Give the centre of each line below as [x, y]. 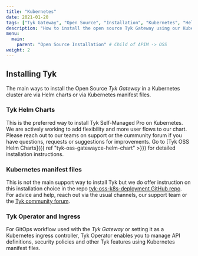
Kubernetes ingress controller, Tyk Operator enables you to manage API [93, 236]
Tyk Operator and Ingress [43, 216]
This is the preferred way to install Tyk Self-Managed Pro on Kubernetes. [95, 122]
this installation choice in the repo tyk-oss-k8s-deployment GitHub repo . [94, 189]
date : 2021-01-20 [27, 17]
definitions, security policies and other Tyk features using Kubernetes [90, 242]
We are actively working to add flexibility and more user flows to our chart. [97, 129]
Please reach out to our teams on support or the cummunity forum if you [94, 135]
